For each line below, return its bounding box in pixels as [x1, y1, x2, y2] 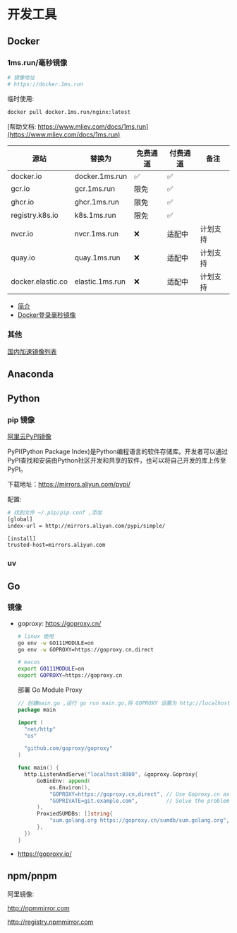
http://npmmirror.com [7, 903, 70, 912]
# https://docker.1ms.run [7, 81, 83, 88]
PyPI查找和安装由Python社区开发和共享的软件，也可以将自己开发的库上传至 [7, 456, 227, 464]
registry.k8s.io [11, 210, 59, 220]
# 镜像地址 [7, 74, 35, 81]
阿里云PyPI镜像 [7, 432, 51, 441]
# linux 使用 [17, 632, 54, 640]
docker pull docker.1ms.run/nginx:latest [7, 108, 131, 115]
